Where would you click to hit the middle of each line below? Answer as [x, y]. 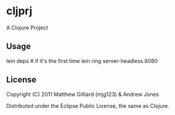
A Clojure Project [27, 28]
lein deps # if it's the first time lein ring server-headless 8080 [82, 60]
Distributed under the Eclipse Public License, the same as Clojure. [88, 105]
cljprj [19, 11]
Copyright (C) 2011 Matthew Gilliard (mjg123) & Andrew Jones [83, 94]
